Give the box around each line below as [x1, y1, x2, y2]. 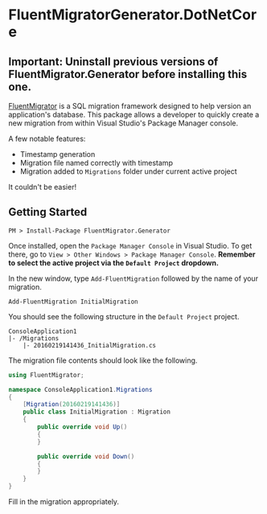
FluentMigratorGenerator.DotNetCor [8, 6, 257, 24]
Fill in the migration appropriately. [8, 497, 119, 507]
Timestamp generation [19, 150, 96, 158]
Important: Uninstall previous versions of [8, 55, 219, 68]
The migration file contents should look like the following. [8, 356, 198, 365]
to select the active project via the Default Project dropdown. [8, 257, 220, 267]
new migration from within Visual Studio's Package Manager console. [8, 118, 239, 128]
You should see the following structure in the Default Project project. [8, 311, 240, 321]
